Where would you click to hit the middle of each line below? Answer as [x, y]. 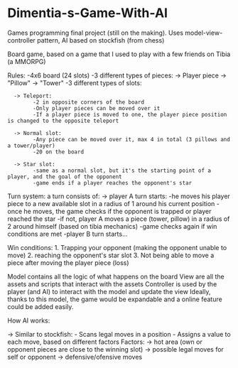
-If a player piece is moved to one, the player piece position [130, 114]
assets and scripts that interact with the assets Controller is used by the [112, 284]
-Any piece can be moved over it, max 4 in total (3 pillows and [132, 139]
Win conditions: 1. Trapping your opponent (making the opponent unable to [117, 247]
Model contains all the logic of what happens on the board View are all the [116, 276]
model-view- [204, 33]
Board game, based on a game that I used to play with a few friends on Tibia [119, 54]
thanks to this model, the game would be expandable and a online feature [115, 299]
